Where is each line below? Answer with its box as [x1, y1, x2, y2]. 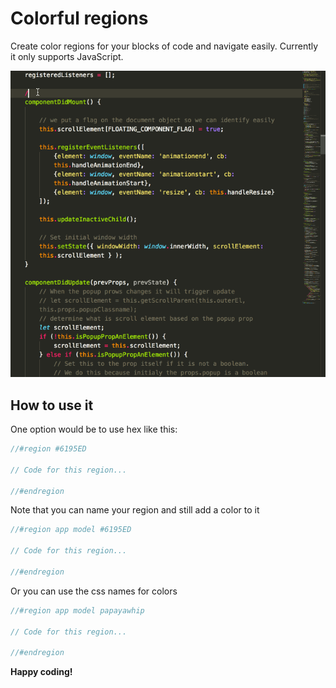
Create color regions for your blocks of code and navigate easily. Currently [10, 40, 319, 52]
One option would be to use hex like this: [10, 423, 178, 436]
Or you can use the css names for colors [10, 585, 178, 597]
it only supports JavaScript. [10, 50, 124, 62]
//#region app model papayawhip [10, 605, 145, 616]
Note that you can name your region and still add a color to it [10, 504, 260, 516]
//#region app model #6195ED [10, 525, 132, 535]
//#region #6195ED [10, 444, 87, 454]
